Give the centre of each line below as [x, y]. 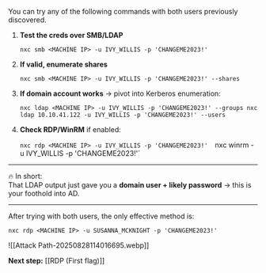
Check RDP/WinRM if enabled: [70, 129]
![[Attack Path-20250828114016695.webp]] [79, 245]
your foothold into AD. [44, 193]
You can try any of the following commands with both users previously [123, 11]
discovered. [28, 20]
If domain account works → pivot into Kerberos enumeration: [120, 93]
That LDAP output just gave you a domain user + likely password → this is [130, 185]
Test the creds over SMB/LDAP [71, 35]
